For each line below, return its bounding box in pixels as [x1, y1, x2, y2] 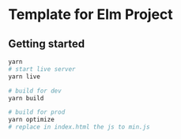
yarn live [8, 73, 41, 81]
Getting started [8, 37, 85, 51]
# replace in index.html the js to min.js [8, 123, 150, 131]
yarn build [8, 94, 44, 102]
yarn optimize [8, 116, 55, 124]
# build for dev [8, 87, 62, 95]
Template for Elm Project [8, 6, 174, 24]
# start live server [8, 65, 77, 73]
